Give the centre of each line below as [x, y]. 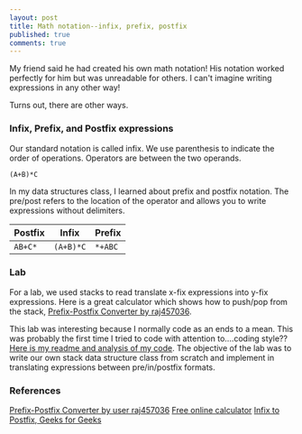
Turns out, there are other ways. [69, 106]
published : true [40, 34]
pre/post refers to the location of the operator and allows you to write [138, 200]
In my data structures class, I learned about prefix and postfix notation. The [149, 191]
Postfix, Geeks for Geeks [55, 420]
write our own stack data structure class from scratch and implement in [142, 357]
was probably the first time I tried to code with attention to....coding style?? [149, 338]
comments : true [38, 43]
